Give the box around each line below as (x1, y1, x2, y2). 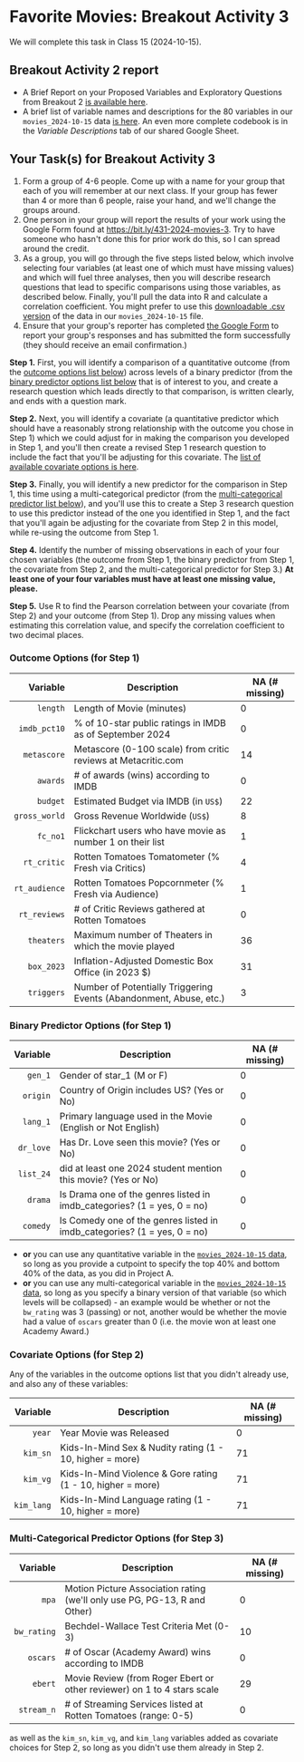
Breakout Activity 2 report (9, 63, 159, 78)
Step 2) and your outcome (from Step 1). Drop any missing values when (9, 610, 276, 621)
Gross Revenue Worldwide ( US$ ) (73, 809, 211, 822)
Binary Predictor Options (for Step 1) (9, 1019, 172, 1031)
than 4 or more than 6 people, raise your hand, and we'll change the (22, 195, 277, 206)
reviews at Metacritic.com (73, 754, 184, 767)
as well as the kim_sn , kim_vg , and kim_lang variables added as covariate (9, 1732, 279, 1743)
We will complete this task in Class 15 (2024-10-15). (9, 36, 202, 47)
